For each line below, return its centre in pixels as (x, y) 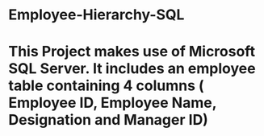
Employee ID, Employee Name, (112, 103)
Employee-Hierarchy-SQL (96, 15)
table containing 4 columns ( (106, 86)
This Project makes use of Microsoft (132, 52)
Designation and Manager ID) (108, 120)
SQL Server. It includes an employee (132, 69)
